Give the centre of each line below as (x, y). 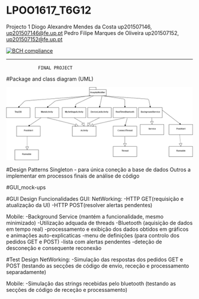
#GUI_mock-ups (26, 187)
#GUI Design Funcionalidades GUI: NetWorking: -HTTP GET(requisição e (95, 198)
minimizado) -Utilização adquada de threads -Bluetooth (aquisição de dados (99, 223)
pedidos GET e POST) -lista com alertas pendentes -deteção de (84, 242)
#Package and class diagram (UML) (50, 79)
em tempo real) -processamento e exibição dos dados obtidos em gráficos (97, 229)
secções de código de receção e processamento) (67, 290)
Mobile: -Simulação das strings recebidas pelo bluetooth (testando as (91, 283)
